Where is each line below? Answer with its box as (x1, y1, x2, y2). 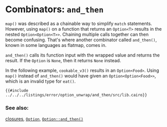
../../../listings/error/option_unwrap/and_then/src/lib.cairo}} (5, 92, 147, 97)
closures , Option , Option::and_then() (5, 116, 83, 122)
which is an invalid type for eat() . (5, 78, 76, 84)
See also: (5, 104, 29, 111)
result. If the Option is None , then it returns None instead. (5, 57, 122, 63)
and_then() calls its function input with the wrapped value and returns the (5, 52, 160, 58)
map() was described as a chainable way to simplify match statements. (5, 20, 152, 27)
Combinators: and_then (5, 4, 104, 15)
